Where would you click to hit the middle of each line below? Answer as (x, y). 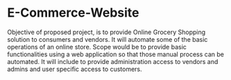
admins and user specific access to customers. (75, 69)
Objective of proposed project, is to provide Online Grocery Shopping (106, 32)
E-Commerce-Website (74, 13)
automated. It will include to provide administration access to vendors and (113, 61)
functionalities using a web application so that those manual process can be (115, 54)
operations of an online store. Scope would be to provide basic (97, 47)
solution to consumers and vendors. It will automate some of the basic (108, 39)
